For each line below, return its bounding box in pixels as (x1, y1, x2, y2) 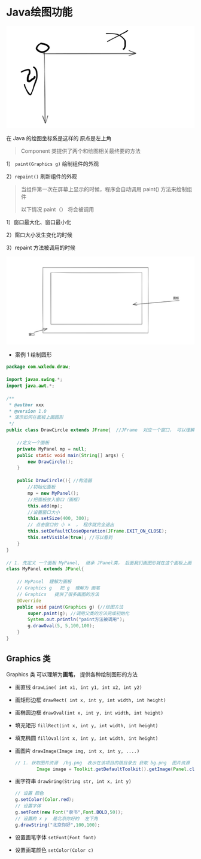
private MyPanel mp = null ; (17, 446, 87, 452)
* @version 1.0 (8, 408, 47, 414)
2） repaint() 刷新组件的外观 (6, 173, 77, 180)
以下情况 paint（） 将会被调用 (20, 206, 95, 213)
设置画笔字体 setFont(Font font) (14, 833, 97, 840)
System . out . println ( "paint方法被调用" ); (28, 616, 126, 623)
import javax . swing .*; (6, 377, 63, 383)
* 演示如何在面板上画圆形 (8, 415, 64, 421)
